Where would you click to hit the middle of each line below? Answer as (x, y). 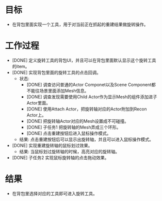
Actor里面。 (39, 103)
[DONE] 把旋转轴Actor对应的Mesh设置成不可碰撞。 (78, 121)
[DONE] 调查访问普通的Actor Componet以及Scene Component (89, 84)
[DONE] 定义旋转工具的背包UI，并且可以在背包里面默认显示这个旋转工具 (84, 60)
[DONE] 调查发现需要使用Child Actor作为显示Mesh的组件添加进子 (92, 97)
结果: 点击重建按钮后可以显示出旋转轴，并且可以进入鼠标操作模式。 (86, 139)
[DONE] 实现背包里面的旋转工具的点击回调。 (56, 72)
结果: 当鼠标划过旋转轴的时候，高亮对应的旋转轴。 (69, 151)
